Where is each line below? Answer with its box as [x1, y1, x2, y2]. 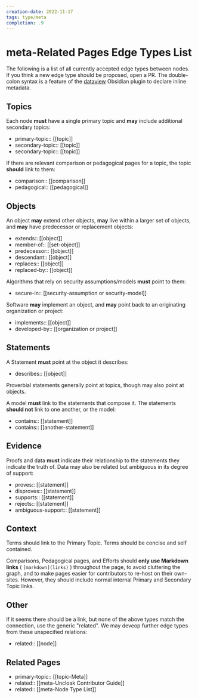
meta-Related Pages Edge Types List [6, 45, 192, 59]
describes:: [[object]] [14, 370, 67, 377]
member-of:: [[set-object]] [14, 241, 81, 248]
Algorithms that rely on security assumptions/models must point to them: [6, 278, 186, 285]
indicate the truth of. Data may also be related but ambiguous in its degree [6, 463, 188, 470]
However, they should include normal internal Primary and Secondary [20, 576, 191, 583]
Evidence [6, 441, 42, 451]
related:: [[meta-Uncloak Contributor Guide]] [14, 679, 125, 686]
